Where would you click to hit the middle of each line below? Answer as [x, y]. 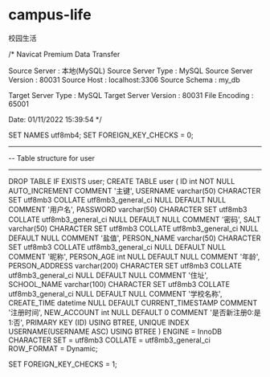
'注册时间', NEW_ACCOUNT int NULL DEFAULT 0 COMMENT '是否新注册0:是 [135, 312]
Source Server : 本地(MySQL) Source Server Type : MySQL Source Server [131, 71]
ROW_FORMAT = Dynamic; [53, 348]
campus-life [50, 15]
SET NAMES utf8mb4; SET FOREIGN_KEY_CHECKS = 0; [101, 135]
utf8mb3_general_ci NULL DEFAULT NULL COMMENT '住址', [108, 275]
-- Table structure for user [51, 158]
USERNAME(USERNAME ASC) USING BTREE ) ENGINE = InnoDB [115, 331]
